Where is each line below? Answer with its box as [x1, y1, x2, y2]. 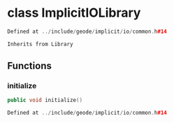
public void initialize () [7, 96, 82, 104]
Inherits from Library [7, 41, 73, 48]
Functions [7, 60, 52, 72]
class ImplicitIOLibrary [7, 5, 141, 21]
